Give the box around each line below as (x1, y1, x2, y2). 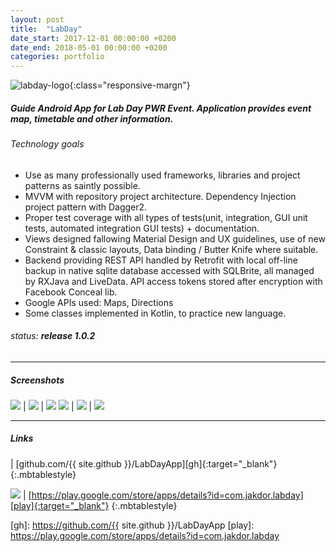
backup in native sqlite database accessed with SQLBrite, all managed (24, 264, 315, 276)
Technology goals (10, 138, 85, 150)
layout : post (10, 14, 65, 25)
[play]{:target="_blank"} (10, 499, 110, 511)
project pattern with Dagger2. (24, 201, 148, 213)
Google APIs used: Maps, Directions (24, 296, 174, 308)
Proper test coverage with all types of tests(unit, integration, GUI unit (24, 211, 308, 223)
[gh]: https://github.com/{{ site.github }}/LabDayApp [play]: (10, 519, 255, 531)
